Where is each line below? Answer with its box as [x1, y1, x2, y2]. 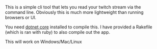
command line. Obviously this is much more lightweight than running [5, 9, 144, 15]
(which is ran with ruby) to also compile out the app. [5, 29, 110, 35]
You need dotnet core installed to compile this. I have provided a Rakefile [5, 24, 153, 30]
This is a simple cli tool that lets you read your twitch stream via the [5, 4, 141, 10]
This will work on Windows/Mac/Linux [5, 39, 82, 45]
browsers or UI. [5, 15, 37, 20]
